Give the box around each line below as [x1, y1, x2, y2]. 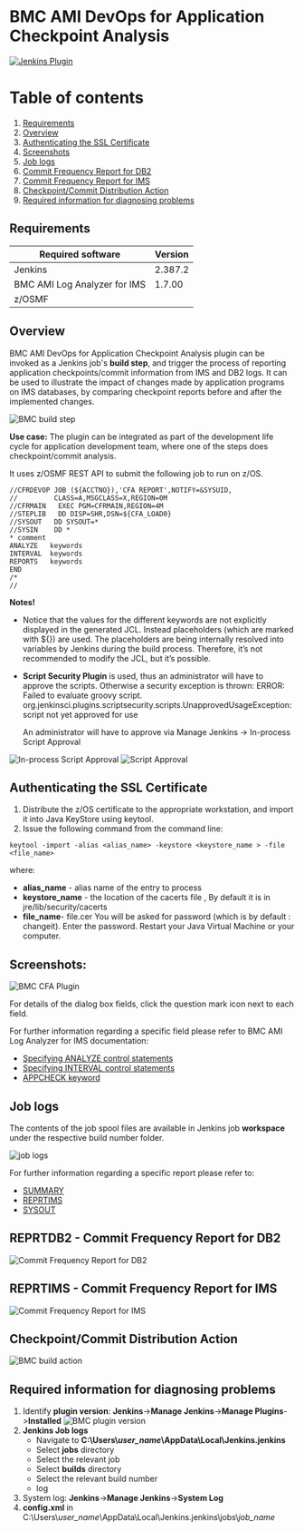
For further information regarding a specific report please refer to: [9, 1167, 255, 1178]
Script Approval [22, 736, 81, 747]
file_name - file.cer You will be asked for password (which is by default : [22, 911, 291, 922]
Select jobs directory [35, 1445, 115, 1456]
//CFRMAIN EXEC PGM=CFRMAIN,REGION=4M [9, 501, 165, 510]
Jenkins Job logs [22, 1425, 89, 1436]
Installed [28, 1416, 62, 1427]
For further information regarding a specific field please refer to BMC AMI [9, 1026, 283, 1036]
